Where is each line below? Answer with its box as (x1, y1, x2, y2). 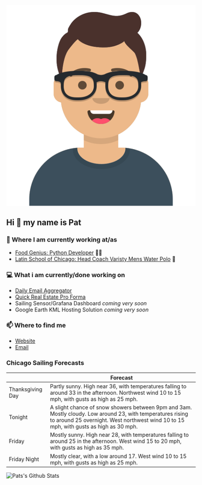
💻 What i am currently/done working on (6, 271, 125, 279)
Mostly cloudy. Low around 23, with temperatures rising (50, 410, 188, 418)
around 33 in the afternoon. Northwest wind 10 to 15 (50, 389, 182, 396)
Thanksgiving (8, 386, 43, 393)
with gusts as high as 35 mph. (50, 444, 124, 451)
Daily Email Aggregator (14, 287, 72, 294)
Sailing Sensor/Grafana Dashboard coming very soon (14, 299, 147, 307)
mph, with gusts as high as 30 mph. (50, 423, 138, 430)
